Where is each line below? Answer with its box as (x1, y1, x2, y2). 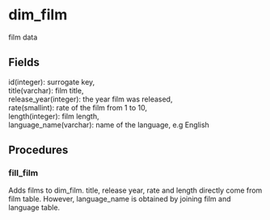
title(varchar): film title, (8, 85, 84, 95)
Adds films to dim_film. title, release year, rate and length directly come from (8, 185, 263, 195)
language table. (8, 203, 61, 213)
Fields (8, 56, 40, 69)
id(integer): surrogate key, (8, 77, 95, 86)
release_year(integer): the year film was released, (8, 94, 173, 104)
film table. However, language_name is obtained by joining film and (8, 194, 232, 204)
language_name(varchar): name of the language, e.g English (8, 119, 210, 130)
